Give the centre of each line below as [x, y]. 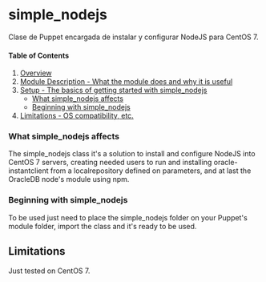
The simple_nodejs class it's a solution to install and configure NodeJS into [132, 154]
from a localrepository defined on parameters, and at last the [151, 171]
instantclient [29, 171]
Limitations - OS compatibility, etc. [77, 116]
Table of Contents [39, 55]
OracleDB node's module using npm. [69, 179]
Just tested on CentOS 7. [49, 271]
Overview [36, 73]
